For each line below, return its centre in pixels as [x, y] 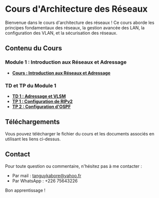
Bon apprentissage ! [25, 190]
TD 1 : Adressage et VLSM [39, 96]
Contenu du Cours [34, 48]
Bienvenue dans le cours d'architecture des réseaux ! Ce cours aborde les [80, 22]
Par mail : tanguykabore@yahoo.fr [47, 176]
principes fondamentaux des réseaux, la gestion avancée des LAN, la [75, 27]
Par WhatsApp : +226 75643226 [45, 181]
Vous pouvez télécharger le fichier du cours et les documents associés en [80, 133]
